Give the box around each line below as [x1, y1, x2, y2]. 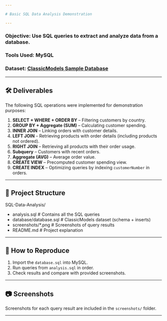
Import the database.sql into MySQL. [12, 259, 88, 265]
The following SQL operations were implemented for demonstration [5, 102, 143, 108]
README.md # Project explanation [12, 227, 83, 233]
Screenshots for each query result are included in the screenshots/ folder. [5, 306, 157, 312]
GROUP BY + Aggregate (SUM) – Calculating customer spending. [12, 122, 147, 128]
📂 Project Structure [5, 189, 66, 197]
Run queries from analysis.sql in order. [12, 265, 94, 271]
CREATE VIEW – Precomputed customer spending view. [12, 159, 128, 165]
